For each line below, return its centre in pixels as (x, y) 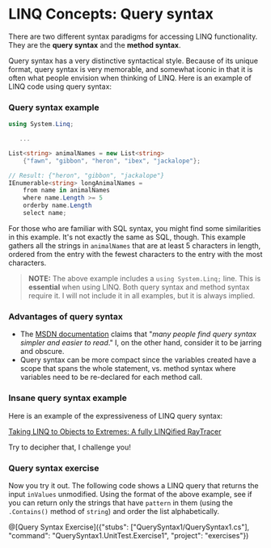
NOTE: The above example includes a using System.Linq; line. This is (144, 278)
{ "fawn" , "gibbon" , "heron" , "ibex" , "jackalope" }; (112, 161)
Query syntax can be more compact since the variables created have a (138, 360)
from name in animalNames (67, 191)
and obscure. (42, 352)
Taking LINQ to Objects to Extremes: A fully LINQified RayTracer (115, 431)
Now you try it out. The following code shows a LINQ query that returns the (133, 485)
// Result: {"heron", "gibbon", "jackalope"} (86, 175)
